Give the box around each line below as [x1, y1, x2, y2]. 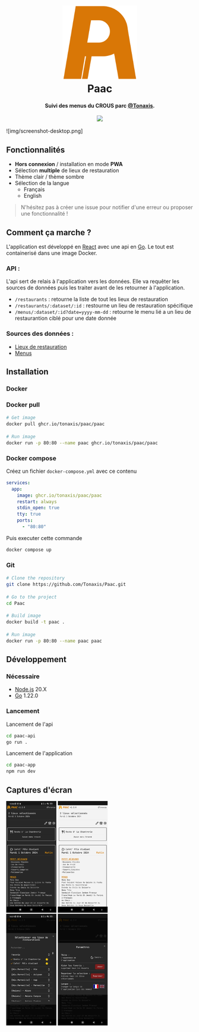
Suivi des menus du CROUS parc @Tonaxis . [45, 102, 155, 109]
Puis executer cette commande [6, 534, 83, 541]
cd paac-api [6, 732, 36, 739]
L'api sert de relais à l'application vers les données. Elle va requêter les [6, 278, 180, 285]
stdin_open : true [17, 505, 60, 511]
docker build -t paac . [6, 619, 65, 625]
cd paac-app [6, 762, 36, 768]
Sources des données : [6, 329, 74, 338]
